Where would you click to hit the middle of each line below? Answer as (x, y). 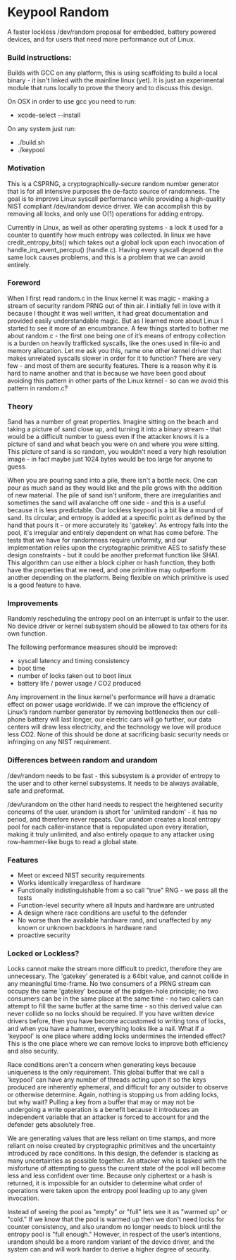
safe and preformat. (36, 791)
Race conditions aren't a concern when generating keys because (102, 1065)
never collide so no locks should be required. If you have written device (111, 1014)
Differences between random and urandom (82, 760)
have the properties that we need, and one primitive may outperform (107, 570)
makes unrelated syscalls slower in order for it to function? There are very (114, 358)
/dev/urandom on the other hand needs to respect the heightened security (115, 804)
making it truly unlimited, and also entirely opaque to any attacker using (111, 834)
